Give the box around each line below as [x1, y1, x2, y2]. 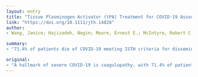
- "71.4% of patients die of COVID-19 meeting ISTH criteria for [6, 46, 170, 52]
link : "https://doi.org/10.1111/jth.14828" [6, 19, 115, 25]
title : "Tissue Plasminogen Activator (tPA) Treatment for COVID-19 [6, 14, 178, 20]
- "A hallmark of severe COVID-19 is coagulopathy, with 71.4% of [6, 62, 173, 68]
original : [6, 57, 31, 62]
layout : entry [6, 8, 41, 15]
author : [6, 24, 25, 31]
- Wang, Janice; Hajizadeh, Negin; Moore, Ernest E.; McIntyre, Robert [6, 30, 186, 36]
